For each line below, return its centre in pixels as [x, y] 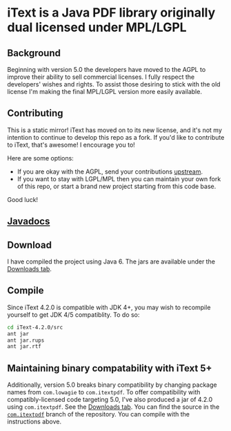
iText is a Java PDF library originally [111, 13]
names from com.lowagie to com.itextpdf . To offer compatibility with [104, 392]
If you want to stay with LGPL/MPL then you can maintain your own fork [119, 178]
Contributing [35, 113]
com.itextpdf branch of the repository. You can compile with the [99, 414]
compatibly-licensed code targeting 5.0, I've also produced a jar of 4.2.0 [110, 400]
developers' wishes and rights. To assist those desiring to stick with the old [114, 84]
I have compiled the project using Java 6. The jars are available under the [111, 262]
